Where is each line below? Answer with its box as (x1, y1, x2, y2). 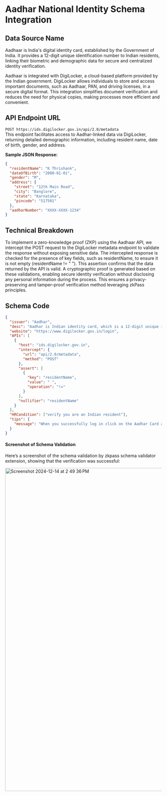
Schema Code (5, 301, 50, 310)
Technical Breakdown (5, 226, 74, 235)
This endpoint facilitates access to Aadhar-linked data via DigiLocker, (5, 131, 147, 137)
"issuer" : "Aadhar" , (9, 319, 52, 324)
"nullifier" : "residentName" (18, 398, 79, 403)
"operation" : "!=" (27, 384, 66, 390)
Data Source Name (5, 34, 65, 42)
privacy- (129, 276, 147, 282)
